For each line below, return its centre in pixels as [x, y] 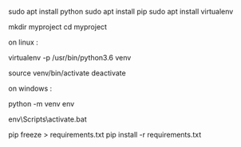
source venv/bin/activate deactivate [67, 73]
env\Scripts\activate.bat [48, 119]
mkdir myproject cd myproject [58, 27]
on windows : [30, 88]
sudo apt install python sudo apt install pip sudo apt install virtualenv [121, 12]
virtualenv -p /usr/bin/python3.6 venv [70, 58]
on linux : [23, 42]
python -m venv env [41, 104]
